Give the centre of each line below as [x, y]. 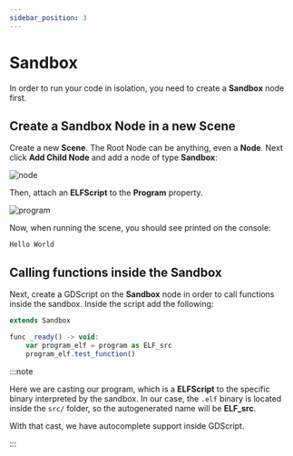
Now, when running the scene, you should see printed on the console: [140, 228]
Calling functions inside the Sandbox [116, 272]
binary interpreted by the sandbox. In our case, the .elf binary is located [146, 398]
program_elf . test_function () [81, 354]
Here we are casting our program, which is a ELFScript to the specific [140, 389]
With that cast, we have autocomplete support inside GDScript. [127, 426]
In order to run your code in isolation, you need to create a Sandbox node [147, 88]
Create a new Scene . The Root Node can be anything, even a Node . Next [146, 148]
